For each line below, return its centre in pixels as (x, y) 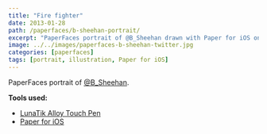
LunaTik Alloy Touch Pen (60, 113)
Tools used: (28, 98)
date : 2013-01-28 (37, 23)
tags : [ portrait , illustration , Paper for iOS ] (89, 60)
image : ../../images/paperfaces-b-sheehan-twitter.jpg (101, 45)
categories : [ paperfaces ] (51, 52)
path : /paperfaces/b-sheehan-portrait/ (74, 30)
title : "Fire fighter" (46, 15)
